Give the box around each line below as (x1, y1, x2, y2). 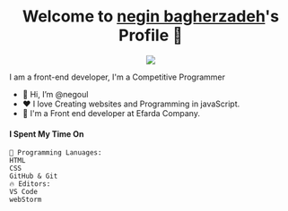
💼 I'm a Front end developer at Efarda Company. (22, 107, 200, 118)
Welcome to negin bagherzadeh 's (22, 6, 280, 27)
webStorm (9, 195, 42, 205)
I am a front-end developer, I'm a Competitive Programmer (9, 72, 226, 82)
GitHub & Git (9, 172, 58, 181)
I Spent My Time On (9, 128, 84, 139)
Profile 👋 (118, 25, 184, 46)
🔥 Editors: (9, 180, 51, 189)
